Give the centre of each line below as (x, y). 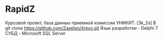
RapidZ (20, 9)
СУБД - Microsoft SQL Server (35, 33)
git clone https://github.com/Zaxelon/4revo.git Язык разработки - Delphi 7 (81, 28)
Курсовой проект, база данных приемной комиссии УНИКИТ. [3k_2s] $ (81, 23)
